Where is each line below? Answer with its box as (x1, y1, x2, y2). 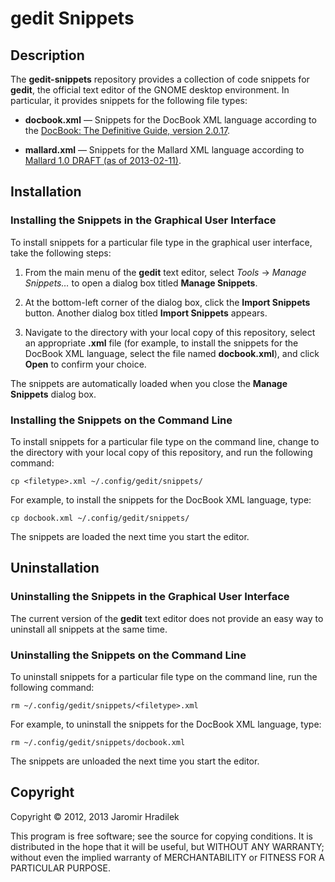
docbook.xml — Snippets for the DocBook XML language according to (24, 114, 317, 126)
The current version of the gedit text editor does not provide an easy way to (10, 612, 324, 624)
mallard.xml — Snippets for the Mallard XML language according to (24, 144, 305, 156)
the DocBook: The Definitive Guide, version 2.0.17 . (24, 125, 231, 136)
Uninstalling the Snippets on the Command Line (10, 648, 247, 662)
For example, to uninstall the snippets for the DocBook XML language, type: (10, 718, 322, 730)
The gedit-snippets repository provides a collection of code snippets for (10, 73, 310, 85)
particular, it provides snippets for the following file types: (10, 95, 248, 106)
